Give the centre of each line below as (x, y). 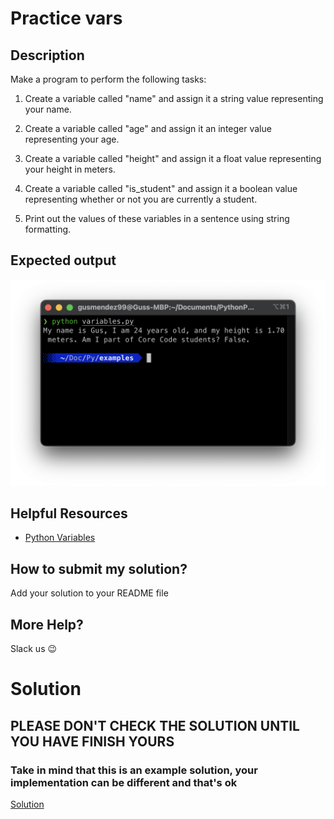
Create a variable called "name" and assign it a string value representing (174, 98)
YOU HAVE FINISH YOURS (92, 741)
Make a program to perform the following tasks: (108, 79)
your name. (48, 109)
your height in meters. (70, 169)
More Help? (47, 624)
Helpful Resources (69, 513)
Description (47, 55)
